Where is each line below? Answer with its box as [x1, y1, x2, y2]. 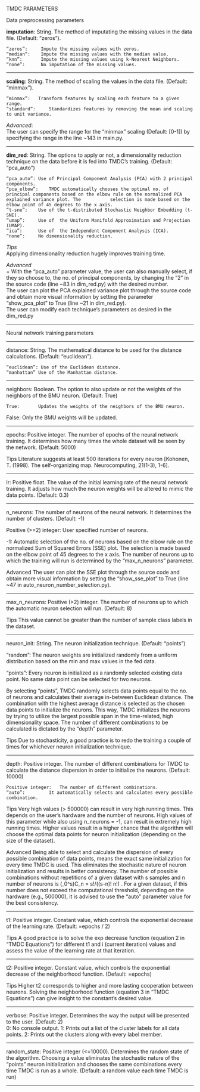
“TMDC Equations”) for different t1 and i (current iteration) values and [6, 941, 176, 948]
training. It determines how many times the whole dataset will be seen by [6, 438, 185, 444]
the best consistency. [6, 899, 59, 906]
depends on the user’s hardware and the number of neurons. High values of [6, 812, 192, 819]
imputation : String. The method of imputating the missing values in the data [6, 28, 192, 35]
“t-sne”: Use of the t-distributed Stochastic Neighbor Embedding [6, 207, 183, 213]
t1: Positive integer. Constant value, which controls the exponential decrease [6, 917, 193, 923]
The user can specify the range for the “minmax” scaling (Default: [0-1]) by [6, 128, 190, 135]
